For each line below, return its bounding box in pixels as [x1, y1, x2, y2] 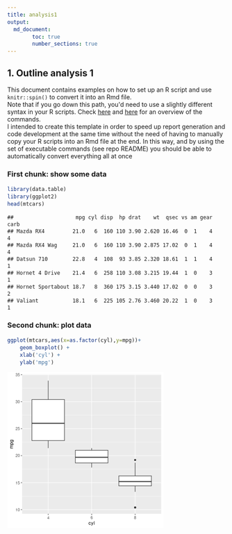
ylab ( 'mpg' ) [19, 358, 54, 366]
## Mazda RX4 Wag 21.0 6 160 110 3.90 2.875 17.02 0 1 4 [7, 242, 213, 249]
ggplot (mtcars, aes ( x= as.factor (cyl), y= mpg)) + [7, 337, 141, 344]
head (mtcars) [7, 200, 45, 208]
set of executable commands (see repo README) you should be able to [7, 144, 212, 153]
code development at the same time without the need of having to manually [7, 129, 224, 138]
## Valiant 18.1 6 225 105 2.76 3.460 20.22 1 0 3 [7, 297, 213, 304]
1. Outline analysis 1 [7, 67, 94, 79]
